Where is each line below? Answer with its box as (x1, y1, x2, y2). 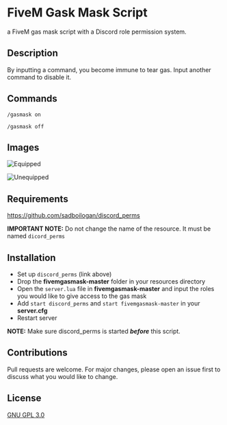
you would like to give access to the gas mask (16, 292, 147, 300)
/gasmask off (7, 123, 44, 130)
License (7, 393, 42, 404)
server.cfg (16, 307, 48, 314)
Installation (7, 252, 56, 264)
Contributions (7, 347, 68, 358)
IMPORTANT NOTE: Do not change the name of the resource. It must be (7, 225, 211, 233)
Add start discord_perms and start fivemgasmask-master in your (16, 299, 200, 307)
